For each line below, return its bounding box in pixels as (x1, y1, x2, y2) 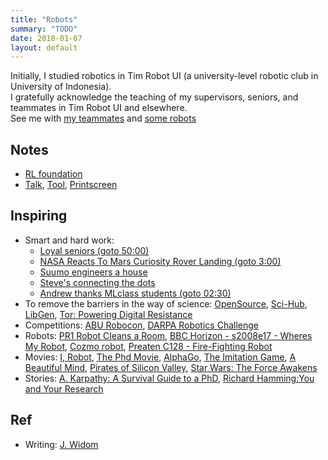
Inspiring (10, 207, 68, 225)
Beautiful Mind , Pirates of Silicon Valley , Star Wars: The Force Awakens (24, 361, 318, 373)
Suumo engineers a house (39, 266, 148, 278)
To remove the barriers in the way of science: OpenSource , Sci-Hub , (24, 297, 308, 310)
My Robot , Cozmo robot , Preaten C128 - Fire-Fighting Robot (24, 340, 273, 352)
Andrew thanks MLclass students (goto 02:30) (39, 287, 232, 299)
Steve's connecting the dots (39, 276, 156, 288)
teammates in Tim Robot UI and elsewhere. (10, 102, 188, 114)
